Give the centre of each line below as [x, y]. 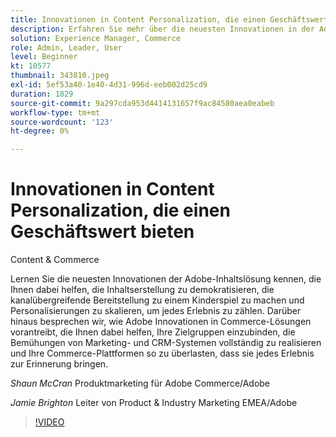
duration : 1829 [42, 94]
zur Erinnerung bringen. [59, 364]
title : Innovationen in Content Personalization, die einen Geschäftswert [169, 19]
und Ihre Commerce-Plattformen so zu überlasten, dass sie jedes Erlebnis [162, 353]
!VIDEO [49, 422]
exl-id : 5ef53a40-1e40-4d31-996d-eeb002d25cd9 [109, 85]
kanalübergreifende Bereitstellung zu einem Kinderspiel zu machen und [157, 300]
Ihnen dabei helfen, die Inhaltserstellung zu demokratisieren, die [142, 290]
